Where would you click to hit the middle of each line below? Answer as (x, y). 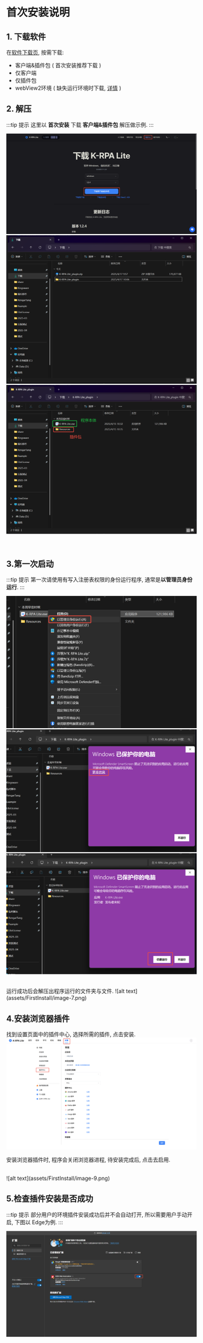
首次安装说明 (38, 12)
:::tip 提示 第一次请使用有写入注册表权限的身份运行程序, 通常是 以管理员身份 (99, 580)
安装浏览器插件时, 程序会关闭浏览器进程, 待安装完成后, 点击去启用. (88, 1159)
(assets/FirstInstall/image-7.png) (47, 998)
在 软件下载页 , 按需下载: (35, 52)
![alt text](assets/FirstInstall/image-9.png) (58, 1178)
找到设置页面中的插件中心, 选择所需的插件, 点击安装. (71, 1034)
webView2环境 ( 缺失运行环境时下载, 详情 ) (68, 88)
